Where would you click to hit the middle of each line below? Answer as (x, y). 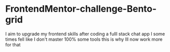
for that (13, 44)
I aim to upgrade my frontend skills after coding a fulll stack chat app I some (85, 34)
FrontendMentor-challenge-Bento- (81, 9)
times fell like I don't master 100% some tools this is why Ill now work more (84, 39)
